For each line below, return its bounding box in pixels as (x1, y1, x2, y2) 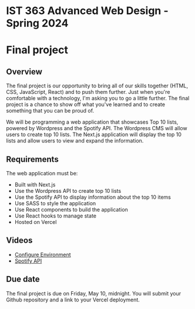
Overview (6, 66, 43, 77)
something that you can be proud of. (6, 107, 95, 114)
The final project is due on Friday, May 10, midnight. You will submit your (6, 290, 181, 297)
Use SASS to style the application (14, 200, 96, 206)
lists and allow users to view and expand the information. (6, 137, 144, 144)
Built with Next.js (14, 181, 56, 188)
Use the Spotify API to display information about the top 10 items (14, 193, 172, 201)
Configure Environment (14, 251, 71, 258)
